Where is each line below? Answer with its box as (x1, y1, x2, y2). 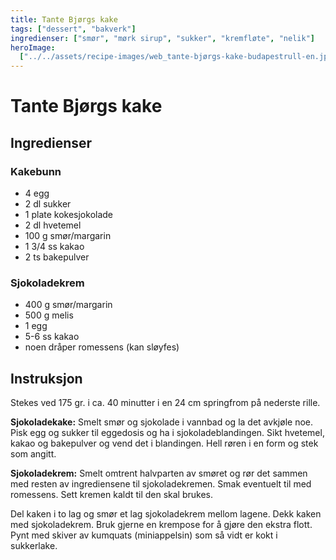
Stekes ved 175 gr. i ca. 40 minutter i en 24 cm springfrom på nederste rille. (10, 397, 321, 409)
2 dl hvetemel (24, 219, 82, 231)
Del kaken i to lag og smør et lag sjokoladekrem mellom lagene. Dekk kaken (10, 508, 322, 520)
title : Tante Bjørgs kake (10, 14, 118, 25)
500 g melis (24, 309, 74, 321)
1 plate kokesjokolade (24, 209, 114, 220)
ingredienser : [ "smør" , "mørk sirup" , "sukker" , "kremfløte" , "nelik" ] (10, 33, 315, 43)
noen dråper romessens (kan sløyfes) (24, 341, 180, 353)
